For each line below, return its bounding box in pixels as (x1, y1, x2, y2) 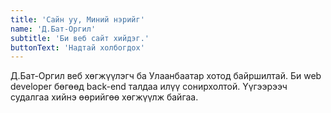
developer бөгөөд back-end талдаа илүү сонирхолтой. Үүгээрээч (10, 81, 288, 93)
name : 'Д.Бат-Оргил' (10, 24, 97, 34)
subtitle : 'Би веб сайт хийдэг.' (10, 33, 150, 43)
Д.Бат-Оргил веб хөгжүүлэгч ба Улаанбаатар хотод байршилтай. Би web (10, 70, 322, 82)
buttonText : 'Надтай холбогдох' (10, 42, 145, 53)
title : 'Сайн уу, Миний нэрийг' (10, 14, 145, 25)
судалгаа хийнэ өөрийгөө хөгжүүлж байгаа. (10, 91, 199, 103)
